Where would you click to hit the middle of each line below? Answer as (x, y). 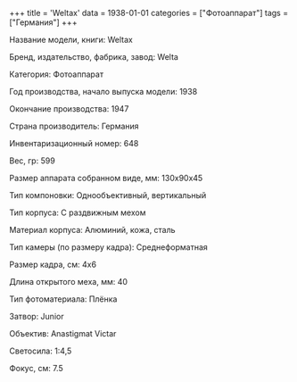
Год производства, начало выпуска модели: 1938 (103, 91)
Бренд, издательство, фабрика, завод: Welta (94, 57)
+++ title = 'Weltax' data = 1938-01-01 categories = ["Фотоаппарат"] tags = (148, 13)
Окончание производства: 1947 (69, 109)
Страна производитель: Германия (74, 126)
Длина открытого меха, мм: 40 (68, 282)
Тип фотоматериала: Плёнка (63, 299)
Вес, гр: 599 (32, 161)
